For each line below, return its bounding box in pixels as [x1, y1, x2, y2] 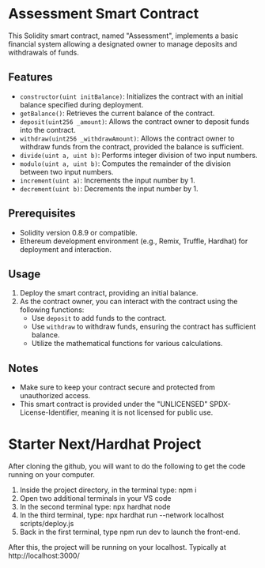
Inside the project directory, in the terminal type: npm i [19, 485, 197, 495]
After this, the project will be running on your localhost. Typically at [8, 543, 227, 552]
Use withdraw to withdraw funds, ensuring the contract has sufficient [31, 322, 256, 332]
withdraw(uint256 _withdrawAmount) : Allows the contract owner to [19, 134, 235, 143]
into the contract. [19, 125, 77, 134]
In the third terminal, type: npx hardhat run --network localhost [19, 510, 225, 520]
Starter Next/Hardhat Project [8, 435, 202, 453]
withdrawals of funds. [8, 47, 79, 57]
